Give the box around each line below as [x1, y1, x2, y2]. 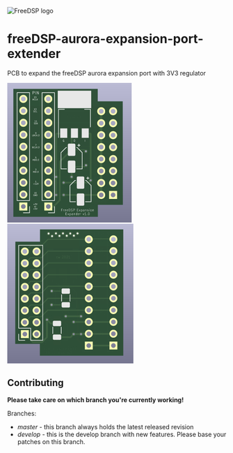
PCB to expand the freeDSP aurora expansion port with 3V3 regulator [7, 68, 207, 77]
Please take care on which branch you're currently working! [7, 395, 184, 404]
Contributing [7, 377, 64, 389]
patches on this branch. [17, 437, 86, 446]
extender [7, 46, 61, 62]
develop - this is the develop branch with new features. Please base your [17, 430, 227, 438]
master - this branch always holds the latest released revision [17, 422, 194, 431]
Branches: [7, 409, 37, 417]
